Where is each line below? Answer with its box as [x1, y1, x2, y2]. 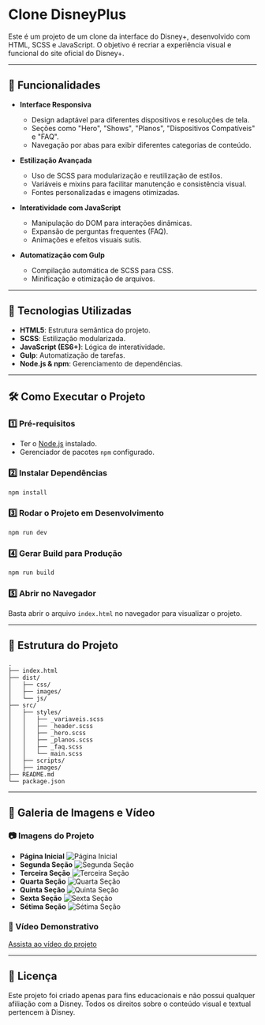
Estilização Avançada [19, 156, 92, 165]
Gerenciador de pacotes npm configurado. [19, 448, 155, 457]
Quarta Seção [19, 877, 66, 886]
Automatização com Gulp [19, 250, 105, 260]
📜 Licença [8, 970, 58, 983]
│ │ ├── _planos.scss [8, 736, 93, 744]
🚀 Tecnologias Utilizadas [8, 304, 132, 317]
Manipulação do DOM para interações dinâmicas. [31, 218, 192, 227]
